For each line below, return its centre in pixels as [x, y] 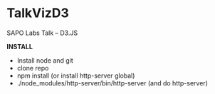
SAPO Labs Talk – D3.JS [42, 33]
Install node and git [45, 60]
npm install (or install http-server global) [76, 75]
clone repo [33, 68]
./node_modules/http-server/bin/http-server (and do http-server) [112, 83]
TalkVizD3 [38, 13]
